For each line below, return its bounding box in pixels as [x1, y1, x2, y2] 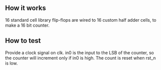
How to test [5, 36, 41, 45]
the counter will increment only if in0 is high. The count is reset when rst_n [5, 55, 156, 61]
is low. [5, 60, 18, 66]
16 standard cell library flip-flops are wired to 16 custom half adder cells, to [5, 17, 157, 23]
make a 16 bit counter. [5, 22, 50, 28]
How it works [5, 4, 46, 12]
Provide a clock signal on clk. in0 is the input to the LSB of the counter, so [5, 49, 154, 56]
